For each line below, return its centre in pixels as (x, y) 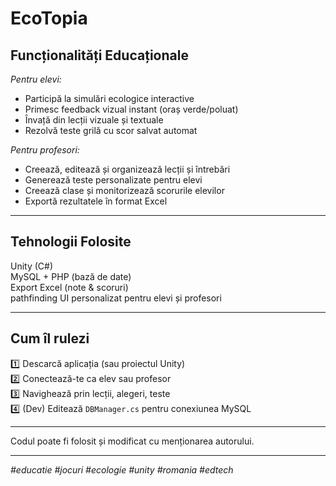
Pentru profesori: (45, 150)
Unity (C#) (32, 266)
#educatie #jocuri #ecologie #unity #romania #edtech (122, 469)
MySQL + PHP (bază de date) (71, 276)
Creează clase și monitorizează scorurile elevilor (124, 190)
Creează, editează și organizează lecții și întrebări (127, 169)
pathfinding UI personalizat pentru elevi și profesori (116, 298)
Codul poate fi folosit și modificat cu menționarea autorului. (132, 441)
